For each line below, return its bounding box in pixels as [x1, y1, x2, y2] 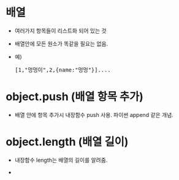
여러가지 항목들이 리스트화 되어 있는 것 [14, 27, 107, 34]
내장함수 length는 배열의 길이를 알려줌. [14, 156, 108, 163]
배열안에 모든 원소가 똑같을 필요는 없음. [14, 40, 109, 47]
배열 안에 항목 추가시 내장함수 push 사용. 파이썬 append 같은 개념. [14, 111, 174, 118]
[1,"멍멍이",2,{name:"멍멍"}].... [14, 66, 111, 73]
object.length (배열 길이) [6, 135, 129, 149]
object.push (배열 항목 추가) [6, 90, 143, 104]
